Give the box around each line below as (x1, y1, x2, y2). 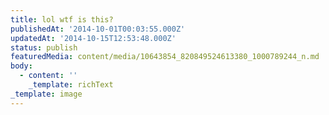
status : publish (10, 42, 78, 53)
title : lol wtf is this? (10, 14, 114, 25)
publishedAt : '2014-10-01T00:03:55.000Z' (10, 24, 186, 34)
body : (10, 61, 33, 71)
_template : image (10, 89, 83, 99)
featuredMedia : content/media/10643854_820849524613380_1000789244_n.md (10, 52, 320, 62)
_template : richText (28, 80, 114, 90)
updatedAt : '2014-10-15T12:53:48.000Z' (10, 33, 177, 43)
